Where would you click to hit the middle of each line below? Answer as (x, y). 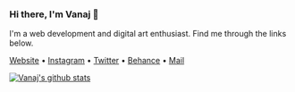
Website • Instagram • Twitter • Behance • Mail (97, 61)
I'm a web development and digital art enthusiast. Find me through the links (148, 34)
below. (21, 43)
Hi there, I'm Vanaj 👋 (54, 14)
